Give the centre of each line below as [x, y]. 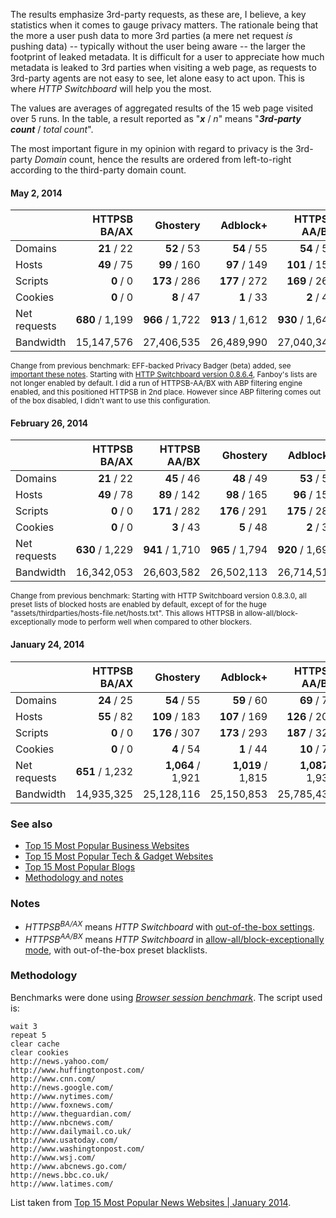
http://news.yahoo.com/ [60, 1061]
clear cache [35, 1044]
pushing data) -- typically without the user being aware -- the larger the [158, 46]
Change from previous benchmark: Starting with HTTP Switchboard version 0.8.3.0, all [158, 596]
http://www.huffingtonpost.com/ [77, 1070]
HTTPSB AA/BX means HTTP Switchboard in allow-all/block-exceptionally [174, 938]
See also [31, 824]
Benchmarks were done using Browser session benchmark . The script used [166, 997]
